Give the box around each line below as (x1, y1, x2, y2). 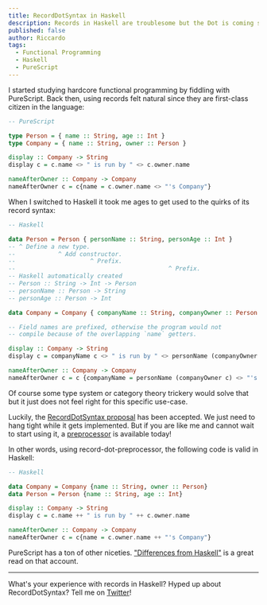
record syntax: (8, 205, 56, 215)
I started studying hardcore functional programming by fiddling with (8, 85, 230, 95)
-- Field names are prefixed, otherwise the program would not (8, 323, 222, 331)
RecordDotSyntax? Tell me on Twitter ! (8, 588, 132, 597)
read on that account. (8, 556, 79, 565)
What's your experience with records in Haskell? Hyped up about (8, 579, 221, 588)
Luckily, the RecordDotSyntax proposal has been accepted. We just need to (8, 412, 256, 421)
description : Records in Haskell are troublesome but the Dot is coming (8, 19, 254, 27)
